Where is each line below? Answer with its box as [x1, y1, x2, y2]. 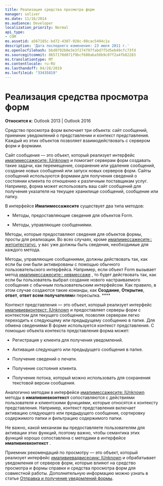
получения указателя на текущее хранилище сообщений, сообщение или [5, 188, 159, 194]
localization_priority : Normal [5, 25, 69, 30]
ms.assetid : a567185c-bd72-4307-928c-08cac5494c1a [5, 39, 110, 44]
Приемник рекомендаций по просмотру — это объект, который [5, 450, 138, 455]
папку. [5, 193, 18, 199]
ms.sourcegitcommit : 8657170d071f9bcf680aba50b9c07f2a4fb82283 [5, 52, 136, 57]
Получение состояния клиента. [12, 365, 77, 371]
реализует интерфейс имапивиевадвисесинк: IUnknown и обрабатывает [5, 454, 156, 460]
